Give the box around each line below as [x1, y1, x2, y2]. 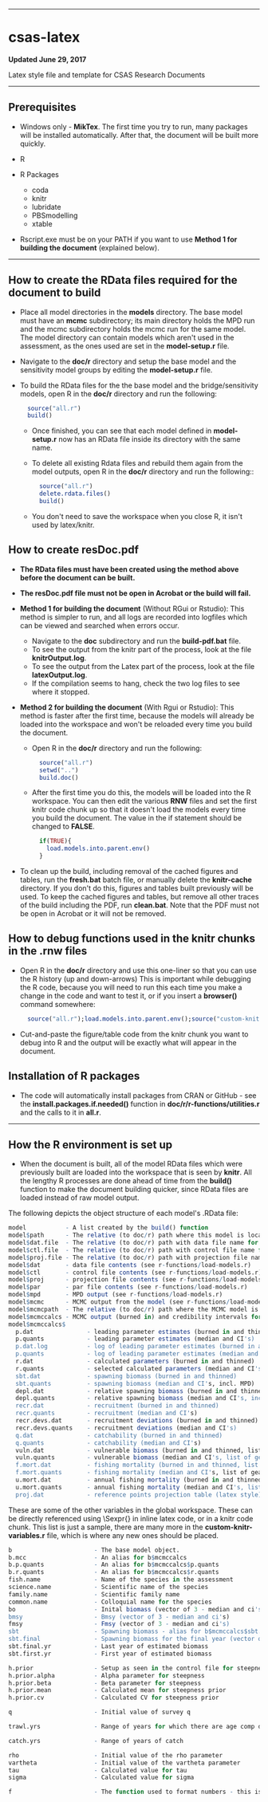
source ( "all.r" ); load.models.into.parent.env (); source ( [27, 1014, 217, 1023]
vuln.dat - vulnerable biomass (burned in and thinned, [15, 1446, 245, 1454]
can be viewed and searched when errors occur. [19, 620, 179, 630]
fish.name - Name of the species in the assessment [8, 1576, 234, 1584]
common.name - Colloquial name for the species [8, 1598, 213, 1606]
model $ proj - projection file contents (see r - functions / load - [8, 1276, 241, 1284]
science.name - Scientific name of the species [8, 1584, 209, 1592]
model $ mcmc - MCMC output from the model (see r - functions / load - [8, 1298, 248, 1306]
